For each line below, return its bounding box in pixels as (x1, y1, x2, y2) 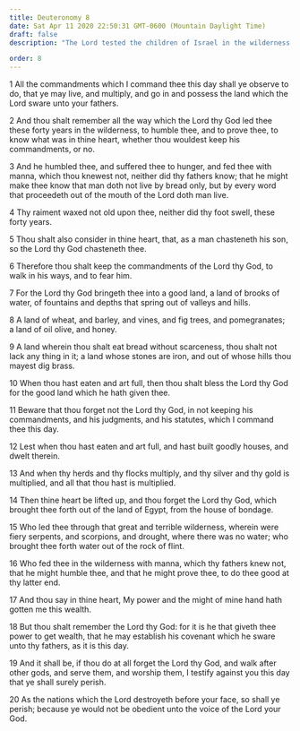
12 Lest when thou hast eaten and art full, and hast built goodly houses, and (9, 441, 289, 452)
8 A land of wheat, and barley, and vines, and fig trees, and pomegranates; (9, 314, 286, 325)
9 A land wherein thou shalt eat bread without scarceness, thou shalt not (9, 341, 278, 352)
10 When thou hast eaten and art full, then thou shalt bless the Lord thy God (9, 378, 288, 389)
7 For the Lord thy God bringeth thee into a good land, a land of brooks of (9, 288, 280, 298)
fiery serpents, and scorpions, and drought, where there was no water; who (9, 531, 289, 542)
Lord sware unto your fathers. (9, 98, 119, 108)
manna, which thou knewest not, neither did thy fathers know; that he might (9, 171, 288, 182)
